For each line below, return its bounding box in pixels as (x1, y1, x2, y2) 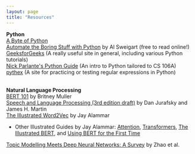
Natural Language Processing (6, 86, 82, 93)
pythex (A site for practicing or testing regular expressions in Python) (6, 68, 176, 76)
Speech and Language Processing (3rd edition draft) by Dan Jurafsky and (6, 99, 188, 106)
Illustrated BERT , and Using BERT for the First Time (14, 129, 141, 137)
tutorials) (6, 56, 29, 63)
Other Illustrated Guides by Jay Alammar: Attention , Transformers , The (14, 123, 188, 130)
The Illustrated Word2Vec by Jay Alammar (6, 111, 110, 119)
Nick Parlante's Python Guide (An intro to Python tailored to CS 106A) (6, 62, 177, 69)
